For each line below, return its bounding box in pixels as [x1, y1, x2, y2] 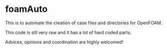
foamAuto [5, 3, 48, 15]
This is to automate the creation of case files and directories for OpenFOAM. [5, 20, 162, 26]
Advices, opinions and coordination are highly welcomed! [5, 39, 123, 45]
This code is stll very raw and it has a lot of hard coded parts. [5, 29, 131, 35]
